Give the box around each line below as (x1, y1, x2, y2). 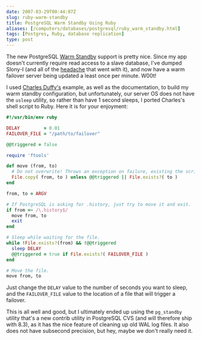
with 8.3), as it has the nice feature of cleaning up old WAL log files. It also (6, 321, 190, 328)
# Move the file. (6, 268, 50, 274)
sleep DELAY (11, 245, 42, 251)
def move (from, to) (6, 163, 58, 169)
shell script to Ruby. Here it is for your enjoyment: (6, 103, 128, 110)
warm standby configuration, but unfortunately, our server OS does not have (6, 90, 195, 97)
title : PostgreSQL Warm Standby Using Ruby (6, 20, 117, 26)
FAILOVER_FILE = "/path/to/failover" (6, 130, 100, 136)
